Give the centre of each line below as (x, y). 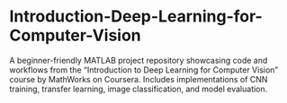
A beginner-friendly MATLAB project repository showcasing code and (139, 60)
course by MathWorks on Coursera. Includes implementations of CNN (139, 79)
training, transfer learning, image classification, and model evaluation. (139, 89)
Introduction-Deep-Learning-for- (136, 17)
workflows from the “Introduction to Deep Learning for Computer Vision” (144, 70)
